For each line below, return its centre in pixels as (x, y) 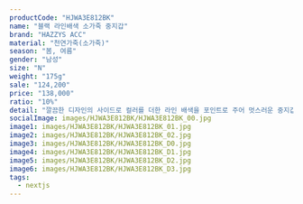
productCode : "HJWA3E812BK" (62, 18)
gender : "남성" (36, 60)
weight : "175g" (38, 77)
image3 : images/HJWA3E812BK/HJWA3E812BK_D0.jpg (101, 144)
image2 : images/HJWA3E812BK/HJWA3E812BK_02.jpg (101, 135)
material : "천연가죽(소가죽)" (60, 43)
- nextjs (34, 186)
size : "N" (28, 69)
